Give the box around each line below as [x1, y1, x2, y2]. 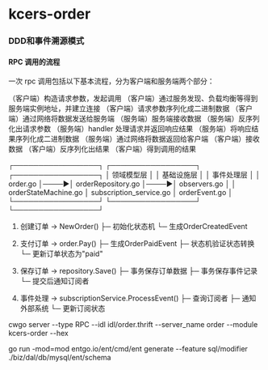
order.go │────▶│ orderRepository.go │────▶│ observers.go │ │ [8, 179, 237, 189]
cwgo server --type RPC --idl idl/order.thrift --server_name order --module [8, 320, 258, 330]
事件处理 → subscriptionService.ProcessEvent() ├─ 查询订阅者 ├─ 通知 [19, 293, 257, 304]
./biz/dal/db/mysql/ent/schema [8, 353, 111, 363]
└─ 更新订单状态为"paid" [19, 249, 103, 259]
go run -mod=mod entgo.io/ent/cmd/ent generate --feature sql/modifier [8, 344, 249, 354]
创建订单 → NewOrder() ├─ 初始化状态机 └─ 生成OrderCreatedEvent [19, 222, 248, 232]
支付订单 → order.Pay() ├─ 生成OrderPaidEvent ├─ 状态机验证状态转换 [19, 239, 255, 249]
